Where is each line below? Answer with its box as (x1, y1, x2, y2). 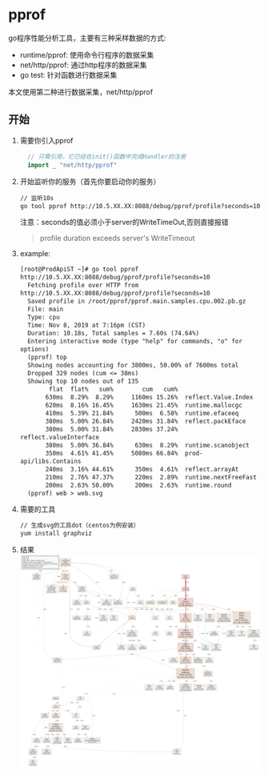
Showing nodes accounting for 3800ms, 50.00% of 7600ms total (27, 361, 239, 369)
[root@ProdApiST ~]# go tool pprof (19, 265, 139, 273)
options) (19, 345, 50, 353)
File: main (27, 305, 64, 313)
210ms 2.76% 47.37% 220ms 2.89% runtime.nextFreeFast (45, 473, 258, 481)
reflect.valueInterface (19, 433, 100, 441)
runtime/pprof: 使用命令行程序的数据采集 (19, 50, 154, 59)
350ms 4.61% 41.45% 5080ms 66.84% (45, 449, 178, 457)
